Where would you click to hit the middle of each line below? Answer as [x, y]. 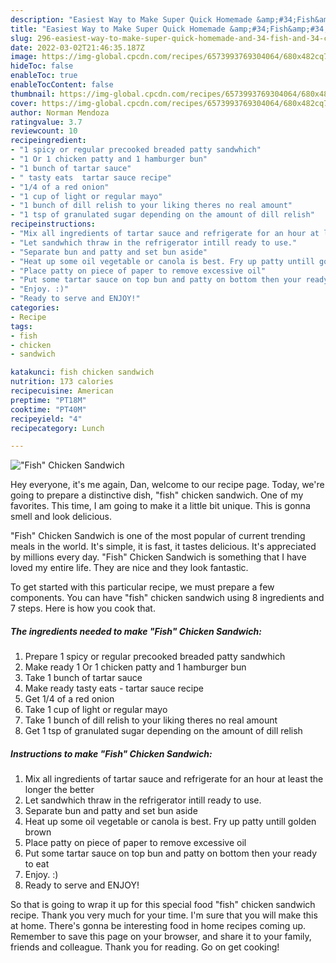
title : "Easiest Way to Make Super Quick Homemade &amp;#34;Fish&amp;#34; [169, 29]
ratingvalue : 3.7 [46, 122]
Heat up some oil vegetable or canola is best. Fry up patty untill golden [170, 822]
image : [24, 57]
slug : [21, 38]
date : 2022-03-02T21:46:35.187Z [77, 47]
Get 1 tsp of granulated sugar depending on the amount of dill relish [163, 731]
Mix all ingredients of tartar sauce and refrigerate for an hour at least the [174, 779]
